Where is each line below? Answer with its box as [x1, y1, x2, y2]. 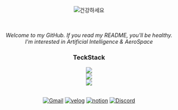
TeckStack [73, 53, 105, 61]
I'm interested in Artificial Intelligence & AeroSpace [25, 38, 153, 45]
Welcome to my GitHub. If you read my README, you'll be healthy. [5, 32, 173, 39]
